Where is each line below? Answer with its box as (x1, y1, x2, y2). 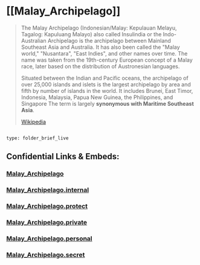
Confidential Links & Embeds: (6, 152, 120, 162)
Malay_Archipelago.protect (6, 202, 88, 211)
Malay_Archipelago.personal (6, 234, 92, 243)
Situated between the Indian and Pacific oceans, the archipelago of (21, 74, 189, 81)
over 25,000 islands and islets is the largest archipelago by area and (21, 80, 192, 88)
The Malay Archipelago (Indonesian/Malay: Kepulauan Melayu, (21, 24, 177, 31)
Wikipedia (21, 118, 47, 125)
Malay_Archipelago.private (6, 219, 88, 227)
